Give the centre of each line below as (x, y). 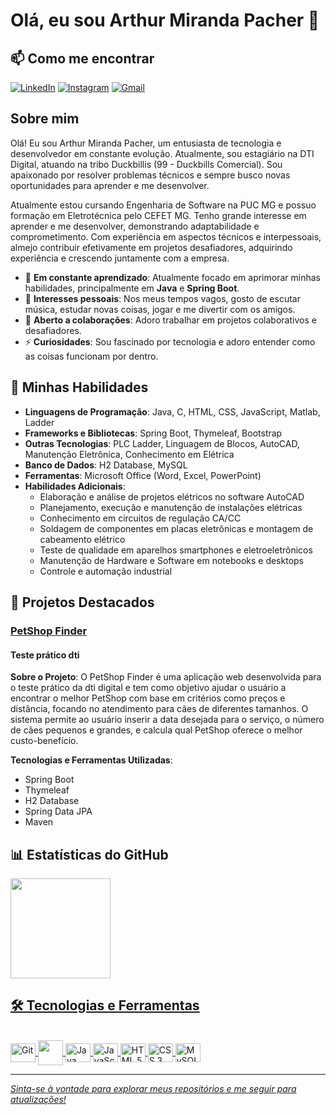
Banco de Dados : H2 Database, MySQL (106, 465)
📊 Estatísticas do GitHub (89, 854)
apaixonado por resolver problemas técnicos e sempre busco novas (150, 175)
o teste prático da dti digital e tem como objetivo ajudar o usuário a (148, 688)
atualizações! (38, 1099)
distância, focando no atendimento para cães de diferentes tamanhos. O (159, 709)
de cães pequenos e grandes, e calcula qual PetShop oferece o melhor (156, 730)
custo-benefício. (44, 741)
